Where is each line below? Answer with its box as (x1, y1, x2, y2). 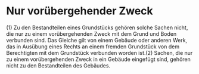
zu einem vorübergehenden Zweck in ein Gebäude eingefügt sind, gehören (6, 55, 191, 63)
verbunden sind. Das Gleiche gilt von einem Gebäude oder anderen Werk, (6, 36, 188, 44)
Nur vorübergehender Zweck (6, 4, 153, 18)
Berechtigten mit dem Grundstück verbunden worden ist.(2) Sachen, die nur (6, 49, 193, 56)
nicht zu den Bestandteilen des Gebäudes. (6, 61, 111, 69)
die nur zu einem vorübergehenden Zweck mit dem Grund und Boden (6, 30, 177, 37)
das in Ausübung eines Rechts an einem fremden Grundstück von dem (6, 43, 180, 50)
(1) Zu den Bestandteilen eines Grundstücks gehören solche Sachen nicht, (6, 24, 188, 31)
